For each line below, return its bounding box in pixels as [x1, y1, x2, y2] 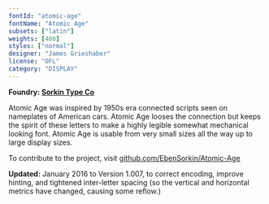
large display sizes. [8, 137, 73, 147]
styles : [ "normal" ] [8, 42, 75, 50]
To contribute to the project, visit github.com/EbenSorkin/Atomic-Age [8, 153, 241, 163]
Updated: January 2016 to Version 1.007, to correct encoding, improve [8, 168, 244, 179]
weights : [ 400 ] [8, 34, 60, 43]
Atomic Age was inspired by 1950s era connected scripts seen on [8, 102, 228, 112]
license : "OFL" [8, 58, 60, 66]
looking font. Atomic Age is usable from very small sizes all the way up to [8, 128, 254, 138]
